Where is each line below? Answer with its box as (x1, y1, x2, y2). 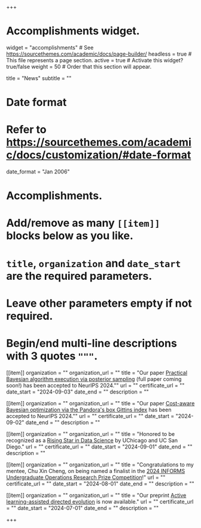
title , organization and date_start (6, 257, 181, 270)
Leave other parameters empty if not (6, 297, 193, 310)
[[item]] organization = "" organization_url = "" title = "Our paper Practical (6, 369, 187, 376)
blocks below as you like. (6, 229, 133, 243)
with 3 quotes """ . (6, 349, 98, 362)
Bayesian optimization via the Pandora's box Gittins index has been (6, 406, 172, 413)
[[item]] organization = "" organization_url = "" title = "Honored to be (6, 430, 175, 437)
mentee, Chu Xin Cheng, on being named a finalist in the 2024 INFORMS (6, 467, 185, 474)
